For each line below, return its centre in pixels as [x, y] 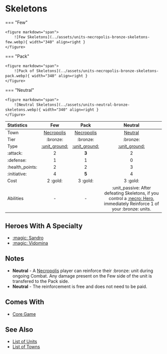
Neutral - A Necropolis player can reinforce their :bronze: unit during [83, 271]
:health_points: [22, 167]
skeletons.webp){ [23, 110]
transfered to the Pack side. [41, 281]
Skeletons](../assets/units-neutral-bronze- [83, 105]
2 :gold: [55, 181]
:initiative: [17, 174]
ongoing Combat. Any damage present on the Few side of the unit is [82, 276]
